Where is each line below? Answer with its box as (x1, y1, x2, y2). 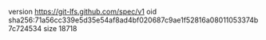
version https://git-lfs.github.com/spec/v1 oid (8, 7, 157, 16)
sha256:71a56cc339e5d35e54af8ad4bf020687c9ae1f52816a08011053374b (8, 15, 259, 25)
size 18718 (43, 24, 77, 33)
